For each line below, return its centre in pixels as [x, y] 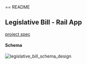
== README [18, 7]
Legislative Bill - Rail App [43, 22]
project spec [18, 34]
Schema [14, 45]
